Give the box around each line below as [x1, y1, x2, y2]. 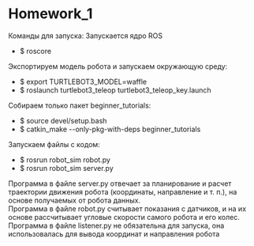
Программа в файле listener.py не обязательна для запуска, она [8, 221, 225, 230]
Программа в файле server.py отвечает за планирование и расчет [8, 179, 232, 188]
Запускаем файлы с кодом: [8, 139, 100, 149]
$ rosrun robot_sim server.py [19, 163, 114, 172]
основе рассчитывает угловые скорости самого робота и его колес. [8, 212, 241, 221]
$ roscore [19, 46, 52, 55]
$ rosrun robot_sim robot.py [19, 155, 110, 165]
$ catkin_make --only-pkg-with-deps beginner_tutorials [19, 124, 201, 134]
